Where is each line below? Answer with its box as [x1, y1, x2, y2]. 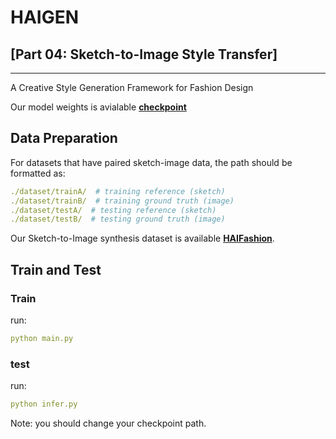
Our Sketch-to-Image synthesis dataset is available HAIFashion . [10, 232, 275, 245]
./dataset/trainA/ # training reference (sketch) [10, 186, 226, 196]
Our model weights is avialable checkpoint [10, 101, 187, 113]
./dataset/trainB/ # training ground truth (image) [10, 196, 235, 206]
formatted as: [10, 167, 66, 179]
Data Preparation [10, 130, 118, 147]
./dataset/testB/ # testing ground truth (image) [10, 214, 226, 225]
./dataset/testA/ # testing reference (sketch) [10, 205, 217, 215]
